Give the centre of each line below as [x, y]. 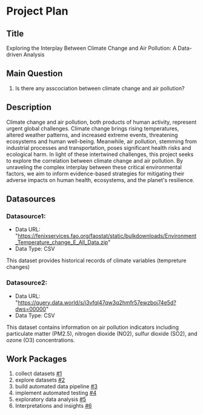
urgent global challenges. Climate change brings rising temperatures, [93, 128]
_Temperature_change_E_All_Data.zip [62, 242]
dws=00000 [31, 309]
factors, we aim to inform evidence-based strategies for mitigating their [95, 174]
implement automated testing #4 [56, 393]
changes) [18, 267]
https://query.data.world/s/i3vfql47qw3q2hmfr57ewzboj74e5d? [97, 302]
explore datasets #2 [40, 380]
